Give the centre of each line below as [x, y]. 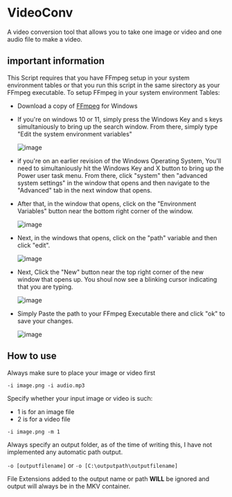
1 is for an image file [46, 412]
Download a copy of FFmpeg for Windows [77, 106]
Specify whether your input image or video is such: [80, 398]
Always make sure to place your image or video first [81, 372]
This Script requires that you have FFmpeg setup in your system [99, 78]
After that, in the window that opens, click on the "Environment [107, 204]
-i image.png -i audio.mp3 [46, 386]
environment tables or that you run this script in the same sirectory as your [114, 85]
